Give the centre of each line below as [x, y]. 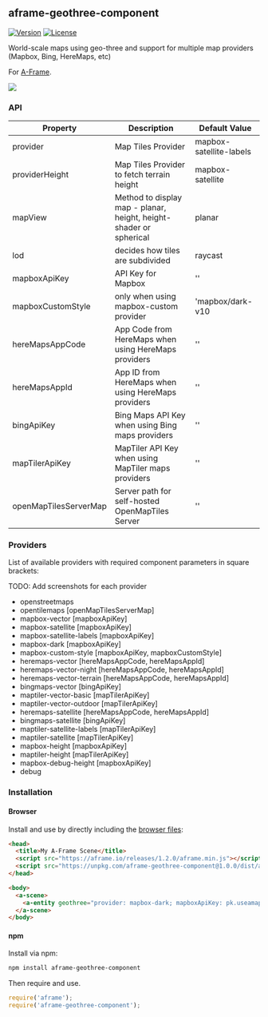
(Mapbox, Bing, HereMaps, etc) [60, 56]
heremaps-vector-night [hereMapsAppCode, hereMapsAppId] [122, 669]
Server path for [143, 491]
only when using [146, 296]
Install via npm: [33, 953]
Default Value [225, 129]
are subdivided [142, 260]
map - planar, [140, 208]
